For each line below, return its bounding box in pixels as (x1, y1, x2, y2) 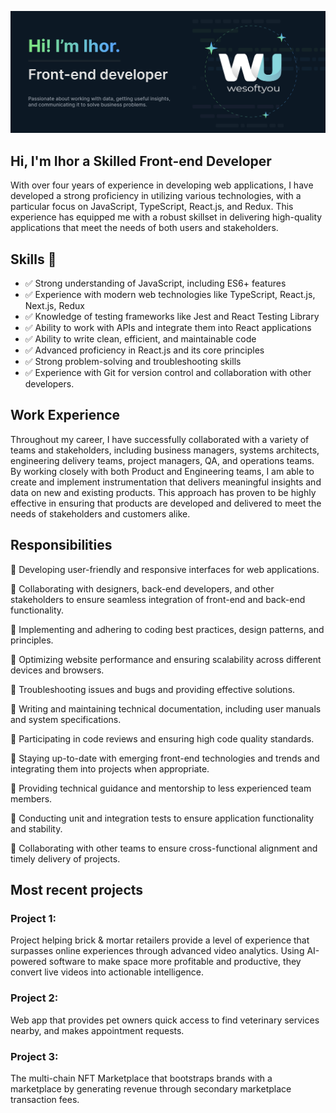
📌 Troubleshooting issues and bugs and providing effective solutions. (10, 683, 296, 695)
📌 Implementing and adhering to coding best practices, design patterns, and (10, 623, 325, 635)
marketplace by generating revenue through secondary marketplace (10, 1082, 292, 1095)
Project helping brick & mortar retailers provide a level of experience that (10, 934, 310, 946)
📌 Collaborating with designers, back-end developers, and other (10, 582, 275, 595)
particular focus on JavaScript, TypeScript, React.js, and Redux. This (10, 201, 294, 213)
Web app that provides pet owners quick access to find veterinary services (10, 1014, 320, 1026)
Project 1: (10, 911, 57, 925)
